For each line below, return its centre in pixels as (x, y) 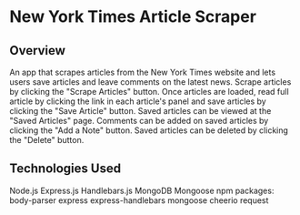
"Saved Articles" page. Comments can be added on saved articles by (139, 121)
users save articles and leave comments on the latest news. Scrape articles (150, 82)
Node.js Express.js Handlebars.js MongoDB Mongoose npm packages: (142, 190)
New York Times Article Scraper (133, 17)
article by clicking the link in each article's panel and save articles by (138, 101)
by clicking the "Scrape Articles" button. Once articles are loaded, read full (149, 92)
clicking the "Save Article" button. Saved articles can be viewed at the (140, 111)
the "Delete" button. (47, 140)
